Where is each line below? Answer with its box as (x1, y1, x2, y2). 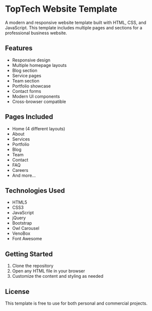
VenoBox (12, 230, 31, 236)
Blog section (12, 67, 38, 73)
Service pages (12, 72, 41, 79)
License (5, 287, 30, 296)
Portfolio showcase (12, 83, 51, 89)
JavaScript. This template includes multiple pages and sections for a (5, 24, 143, 30)
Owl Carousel (12, 226, 40, 231)
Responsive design (12, 57, 51, 63)
